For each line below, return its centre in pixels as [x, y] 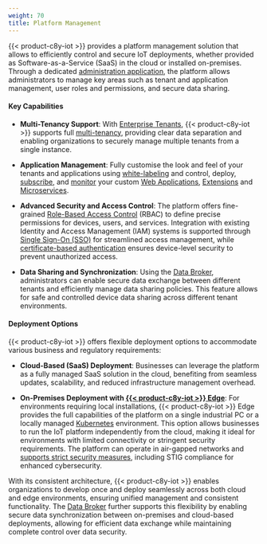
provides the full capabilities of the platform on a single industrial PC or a [139, 414]
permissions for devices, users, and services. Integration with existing [135, 222]
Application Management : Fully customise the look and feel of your [131, 165]
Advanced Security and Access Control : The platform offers [120, 205]
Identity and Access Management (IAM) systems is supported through [135, 231]
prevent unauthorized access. [69, 256]
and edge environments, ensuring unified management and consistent [124, 498]
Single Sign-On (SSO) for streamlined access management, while [127, 239]
